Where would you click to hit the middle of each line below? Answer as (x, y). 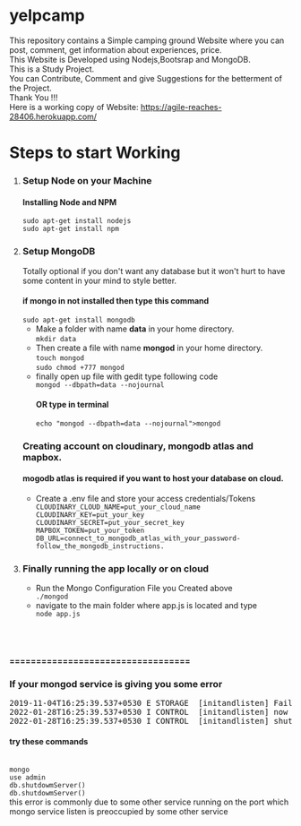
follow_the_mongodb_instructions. (100, 546)
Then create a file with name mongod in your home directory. (149, 348)
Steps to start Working (95, 153)
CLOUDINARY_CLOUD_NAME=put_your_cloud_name (118, 507)
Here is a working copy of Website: (74, 107)
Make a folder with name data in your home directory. (135, 329)
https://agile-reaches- (181, 107)
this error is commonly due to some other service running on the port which (149, 802)
